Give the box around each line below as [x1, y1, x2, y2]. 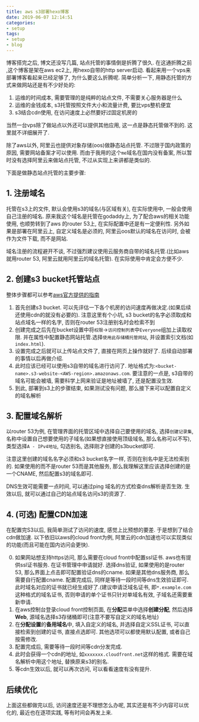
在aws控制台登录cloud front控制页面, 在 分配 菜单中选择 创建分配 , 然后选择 [14, 606, 193, 613]
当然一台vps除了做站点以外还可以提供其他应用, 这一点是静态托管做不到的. [6, 121, 186, 129]
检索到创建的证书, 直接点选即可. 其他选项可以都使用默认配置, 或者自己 [20, 629, 191, 636]
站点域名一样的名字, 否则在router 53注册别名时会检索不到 [14, 318, 156, 326]
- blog [6, 42, 23, 48]
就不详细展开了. [11, 129, 50, 136]
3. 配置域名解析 [6, 411, 62, 421]
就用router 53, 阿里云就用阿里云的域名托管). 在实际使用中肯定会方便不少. [6, 255, 184, 262]
